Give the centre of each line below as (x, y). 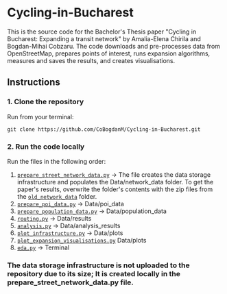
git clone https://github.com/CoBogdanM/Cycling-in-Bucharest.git (104, 129)
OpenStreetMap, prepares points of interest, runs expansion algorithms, (109, 53)
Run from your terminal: (40, 117)
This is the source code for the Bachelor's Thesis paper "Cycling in (102, 32)
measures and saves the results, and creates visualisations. (91, 60)
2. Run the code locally (46, 147)
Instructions (34, 83)
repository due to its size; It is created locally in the (94, 273)
